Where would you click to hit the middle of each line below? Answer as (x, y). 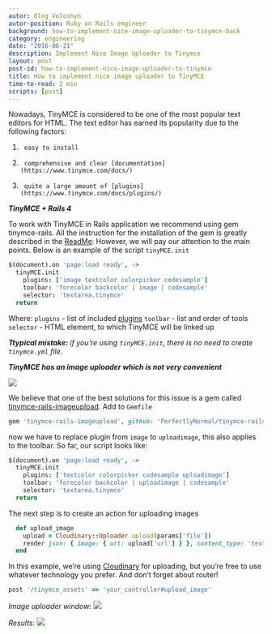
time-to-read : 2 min (43, 84)
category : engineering (47, 39)
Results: (22, 623)
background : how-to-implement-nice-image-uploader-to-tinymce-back (125, 31)
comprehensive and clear (66, 164)
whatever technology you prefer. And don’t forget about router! (113, 575)
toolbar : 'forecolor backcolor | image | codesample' (115, 288)
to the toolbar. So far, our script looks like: (78, 445)
